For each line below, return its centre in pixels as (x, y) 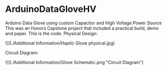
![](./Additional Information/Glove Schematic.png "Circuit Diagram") (74, 62)
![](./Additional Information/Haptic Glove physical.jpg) (60, 43)
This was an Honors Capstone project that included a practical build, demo (82, 28)
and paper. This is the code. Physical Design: (52, 33)
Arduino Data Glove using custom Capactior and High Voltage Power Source (83, 23)
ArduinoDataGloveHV (51, 9)
